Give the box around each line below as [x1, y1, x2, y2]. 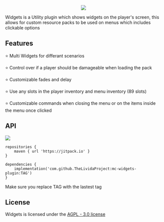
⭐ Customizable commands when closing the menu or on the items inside [5, 100, 156, 106]
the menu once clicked [5, 107, 52, 113]
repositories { [5, 144, 37, 149]
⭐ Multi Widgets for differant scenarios [5, 52, 84, 59]
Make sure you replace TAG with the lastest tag [5, 184, 102, 190]
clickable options [5, 25, 40, 30]
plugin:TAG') [5, 171, 32, 176]
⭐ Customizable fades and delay [5, 76, 72, 82]
